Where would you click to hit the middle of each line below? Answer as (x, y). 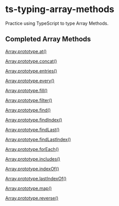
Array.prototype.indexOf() (32, 169)
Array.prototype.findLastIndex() (38, 139)
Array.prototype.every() (30, 81)
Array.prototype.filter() (29, 100)
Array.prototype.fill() (27, 90)
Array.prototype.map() (29, 188)
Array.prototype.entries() (31, 71)
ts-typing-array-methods (60, 9)
